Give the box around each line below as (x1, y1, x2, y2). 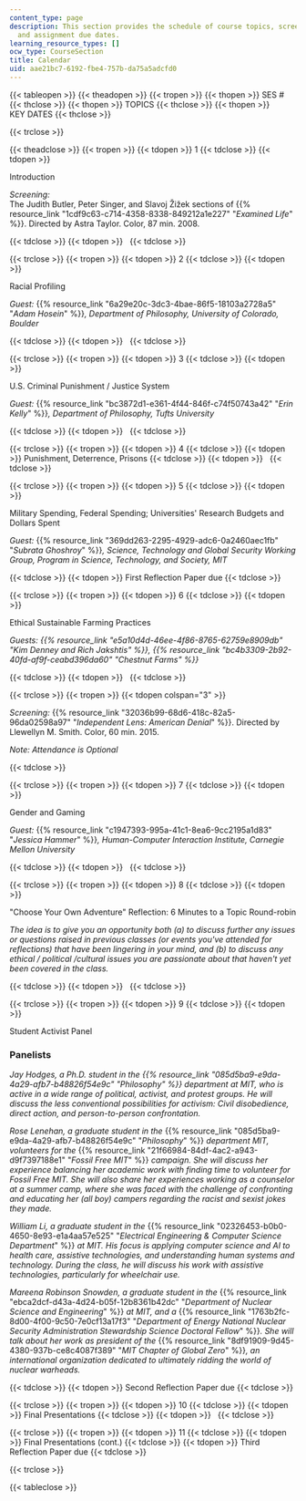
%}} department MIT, (189, 1135, 270, 1146)
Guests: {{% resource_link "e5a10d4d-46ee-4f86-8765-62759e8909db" (9, 635, 283, 646)
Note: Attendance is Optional (9, 744, 118, 755)
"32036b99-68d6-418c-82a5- (121, 707, 236, 718)
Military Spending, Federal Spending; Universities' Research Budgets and (9, 507, 284, 518)
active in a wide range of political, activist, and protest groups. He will (9, 1089, 273, 1100)
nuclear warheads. (9, 1364, 81, 1375)
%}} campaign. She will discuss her (133, 1154, 269, 1165)
